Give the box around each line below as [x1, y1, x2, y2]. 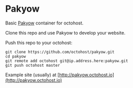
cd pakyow [5, 54, 26, 59]
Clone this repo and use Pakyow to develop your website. [5, 30, 126, 36]
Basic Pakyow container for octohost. [5, 20, 84, 26]
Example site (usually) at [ [5, 72, 59, 78]
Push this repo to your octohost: [5, 39, 73, 46]
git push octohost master [5, 63, 60, 68]
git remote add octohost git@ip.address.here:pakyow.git [5, 58, 128, 64]
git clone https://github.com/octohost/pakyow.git [5, 49, 115, 54]
